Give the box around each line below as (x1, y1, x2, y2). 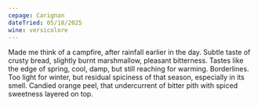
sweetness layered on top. (8, 90, 94, 99)
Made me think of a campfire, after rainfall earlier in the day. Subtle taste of (8, 48, 251, 57)
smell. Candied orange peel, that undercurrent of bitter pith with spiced (8, 81, 238, 90)
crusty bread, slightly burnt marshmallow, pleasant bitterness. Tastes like (8, 56, 244, 65)
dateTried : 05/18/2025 (8, 19, 82, 27)
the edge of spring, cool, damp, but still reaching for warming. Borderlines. (8, 64, 249, 74)
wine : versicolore (8, 26, 68, 34)
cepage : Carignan (8, 11, 65, 20)
